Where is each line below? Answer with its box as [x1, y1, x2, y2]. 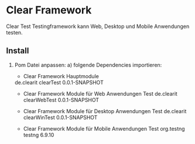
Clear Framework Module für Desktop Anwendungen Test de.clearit [23, 107, 187, 114]
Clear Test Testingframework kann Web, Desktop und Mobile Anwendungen [6, 23, 190, 30]
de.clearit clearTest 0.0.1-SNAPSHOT [14, 79, 104, 86]
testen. [6, 29, 23, 36]
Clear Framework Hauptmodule [23, 72, 100, 79]
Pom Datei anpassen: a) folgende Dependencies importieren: [14, 61, 162, 68]
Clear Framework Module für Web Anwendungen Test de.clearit [23, 90, 177, 97]
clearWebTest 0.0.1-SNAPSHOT [23, 96, 100, 103]
